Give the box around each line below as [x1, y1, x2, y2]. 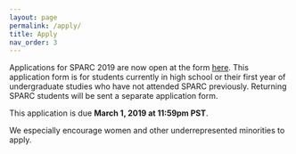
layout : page [9, 12, 58, 22]
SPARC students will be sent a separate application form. [9, 91, 218, 101]
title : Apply [9, 29, 58, 38]
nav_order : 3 [9, 37, 58, 47]
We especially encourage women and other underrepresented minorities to [9, 126, 285, 136]
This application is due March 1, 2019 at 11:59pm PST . [9, 108, 209, 118]
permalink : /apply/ [9, 21, 82, 30]
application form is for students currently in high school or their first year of [9, 72, 286, 83]
